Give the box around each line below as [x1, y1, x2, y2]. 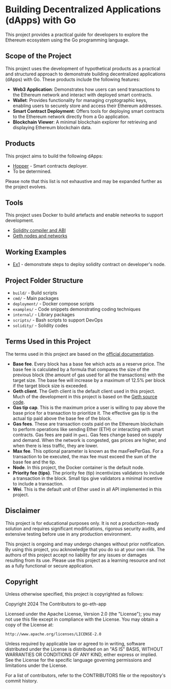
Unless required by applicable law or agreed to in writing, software [5, 641, 145, 647]
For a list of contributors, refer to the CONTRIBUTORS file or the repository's [5, 673, 166, 679]
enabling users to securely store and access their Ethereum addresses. [12, 103, 162, 109]
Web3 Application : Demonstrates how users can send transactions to [12, 86, 160, 92]
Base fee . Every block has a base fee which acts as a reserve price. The [12, 360, 165, 367]
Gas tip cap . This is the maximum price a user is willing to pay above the [12, 404, 165, 411]
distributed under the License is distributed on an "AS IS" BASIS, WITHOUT [5, 646, 163, 652]
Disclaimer [5, 506, 40, 515]
